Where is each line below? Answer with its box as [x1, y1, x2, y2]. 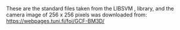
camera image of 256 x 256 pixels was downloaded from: [6, 11, 147, 18]
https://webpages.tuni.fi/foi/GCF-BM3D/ [6, 18, 105, 24]
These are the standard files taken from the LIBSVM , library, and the [6, 5, 174, 12]
